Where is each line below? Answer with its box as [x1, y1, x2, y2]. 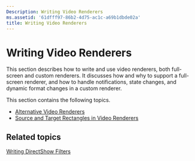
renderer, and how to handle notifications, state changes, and [24, 79, 177, 86]
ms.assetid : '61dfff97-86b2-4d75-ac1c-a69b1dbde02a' [6, 14, 141, 20]
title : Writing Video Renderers [6, 20, 87, 26]
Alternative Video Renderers [14, 108, 85, 115]
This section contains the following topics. [6, 97, 111, 104]
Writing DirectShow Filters [6, 148, 71, 155]
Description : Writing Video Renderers [6, 8, 103, 15]
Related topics [6, 132, 61, 142]
